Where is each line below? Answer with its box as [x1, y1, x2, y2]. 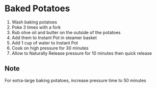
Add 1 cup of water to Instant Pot [11, 40, 78, 45]
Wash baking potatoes [11, 19, 57, 25]
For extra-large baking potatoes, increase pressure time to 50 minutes [4, 77, 147, 83]
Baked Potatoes [4, 3, 70, 14]
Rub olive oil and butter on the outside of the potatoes [11, 29, 121, 35]
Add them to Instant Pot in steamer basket [11, 35, 97, 41]
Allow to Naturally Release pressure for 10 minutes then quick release [11, 50, 152, 56]
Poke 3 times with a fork [11, 24, 61, 30]
